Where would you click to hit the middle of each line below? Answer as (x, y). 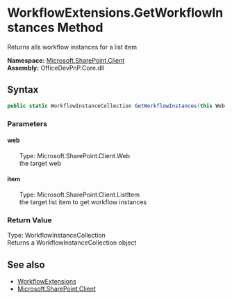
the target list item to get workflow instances (83, 202)
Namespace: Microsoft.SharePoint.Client (66, 60)
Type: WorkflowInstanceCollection (57, 236)
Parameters (27, 123)
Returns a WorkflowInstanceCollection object (72, 243)
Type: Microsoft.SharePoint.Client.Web (75, 155)
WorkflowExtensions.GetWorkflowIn (115, 13)
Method (80, 28)
